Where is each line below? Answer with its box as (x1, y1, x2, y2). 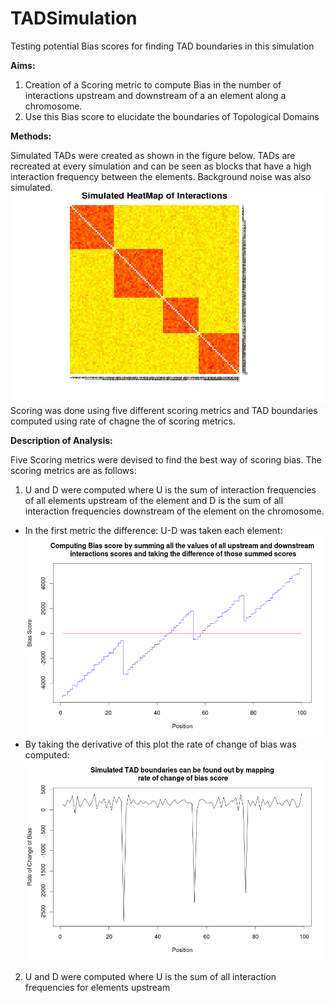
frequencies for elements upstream (24, 982, 171, 994)
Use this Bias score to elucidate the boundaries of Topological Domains (24, 110, 320, 122)
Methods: (10, 130, 52, 142)
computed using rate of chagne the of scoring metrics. (10, 415, 236, 427)
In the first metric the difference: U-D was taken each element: (24, 525, 283, 537)
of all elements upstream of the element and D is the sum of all (24, 495, 284, 507)
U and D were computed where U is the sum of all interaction (24, 971, 277, 983)
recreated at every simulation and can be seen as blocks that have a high (10, 160, 312, 172)
